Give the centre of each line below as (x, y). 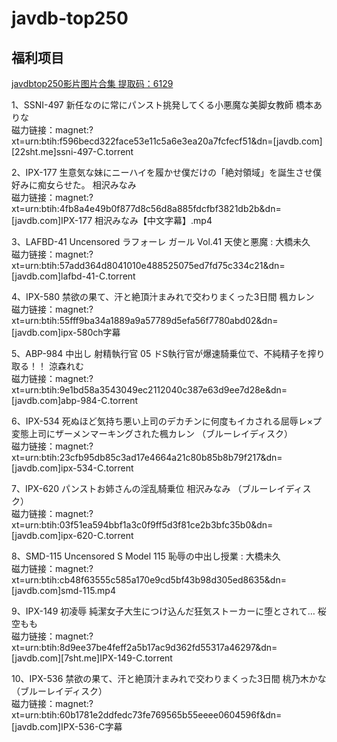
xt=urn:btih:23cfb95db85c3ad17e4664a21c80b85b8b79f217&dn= (147, 457)
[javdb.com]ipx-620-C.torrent (72, 535)
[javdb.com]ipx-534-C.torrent (72, 468)
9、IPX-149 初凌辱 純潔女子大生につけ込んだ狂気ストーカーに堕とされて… (163, 611)
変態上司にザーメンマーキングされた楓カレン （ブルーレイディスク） (152, 433)
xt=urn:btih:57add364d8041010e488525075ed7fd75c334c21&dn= (148, 265)
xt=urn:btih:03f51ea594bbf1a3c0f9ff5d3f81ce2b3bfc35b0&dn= (142, 525)
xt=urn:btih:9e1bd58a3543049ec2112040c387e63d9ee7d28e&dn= (149, 390)
